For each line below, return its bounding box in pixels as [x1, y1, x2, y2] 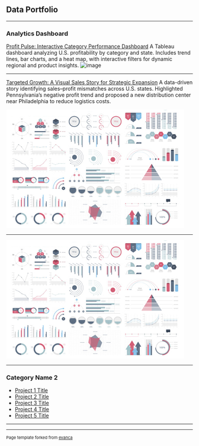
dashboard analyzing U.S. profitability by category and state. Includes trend [6, 49, 191, 56]
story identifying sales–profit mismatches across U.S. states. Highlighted [6, 85, 184, 93]
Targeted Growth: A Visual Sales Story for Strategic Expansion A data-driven [6, 79, 193, 86]
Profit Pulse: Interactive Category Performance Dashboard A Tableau [6, 43, 175, 50]
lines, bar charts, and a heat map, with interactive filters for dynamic [6, 56, 173, 63]
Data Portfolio [6, 5, 58, 15]
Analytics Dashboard [6, 29, 68, 37]
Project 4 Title [14, 406, 49, 413]
